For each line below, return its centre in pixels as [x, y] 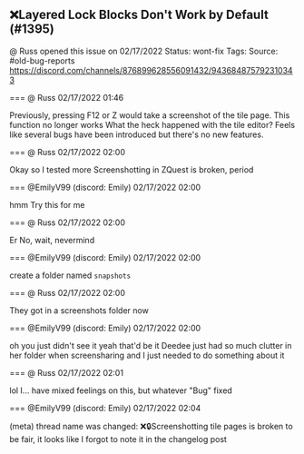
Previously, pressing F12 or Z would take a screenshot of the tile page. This [150, 115]
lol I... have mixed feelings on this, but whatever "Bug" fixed [121, 390]
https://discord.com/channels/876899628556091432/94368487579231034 [151, 70]
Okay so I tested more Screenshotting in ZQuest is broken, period [132, 169]
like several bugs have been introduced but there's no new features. [137, 134]
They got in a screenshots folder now [79, 310]
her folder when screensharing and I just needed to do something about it [147, 355]
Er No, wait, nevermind [52, 240]
